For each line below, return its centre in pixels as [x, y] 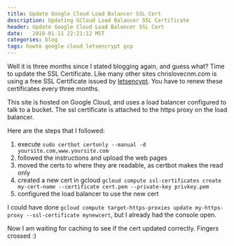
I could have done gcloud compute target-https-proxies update [100, 207]
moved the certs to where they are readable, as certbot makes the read [120, 165]
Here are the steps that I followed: [56, 131]
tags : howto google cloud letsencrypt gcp [70, 46]
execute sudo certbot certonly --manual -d [82, 144]
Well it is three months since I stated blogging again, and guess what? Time [116, 66]
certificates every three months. [54, 89]
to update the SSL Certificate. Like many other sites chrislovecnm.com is [112, 74]
